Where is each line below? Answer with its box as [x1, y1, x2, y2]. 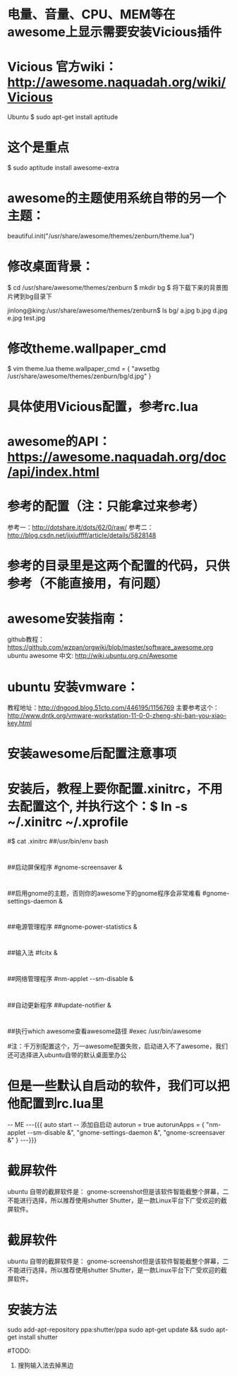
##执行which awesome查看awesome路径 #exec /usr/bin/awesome [7, 1027, 202, 1035]
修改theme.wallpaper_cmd [7, 341, 167, 357]
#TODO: [7, 1346, 32, 1355]
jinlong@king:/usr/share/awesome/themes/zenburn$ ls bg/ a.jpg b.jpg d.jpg [7, 306, 228, 315]
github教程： [7, 635, 44, 644]
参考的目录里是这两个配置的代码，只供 [7, 558, 231, 574]
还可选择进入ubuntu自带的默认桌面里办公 [7, 1050, 127, 1059]
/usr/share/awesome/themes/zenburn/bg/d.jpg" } [7, 372, 152, 380]
